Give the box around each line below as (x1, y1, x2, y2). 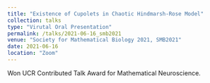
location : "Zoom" (7, 50, 59, 57)
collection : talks (7, 17, 62, 24)
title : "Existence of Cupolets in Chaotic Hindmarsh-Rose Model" (7, 10, 204, 18)
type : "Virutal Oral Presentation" (7, 23, 112, 30)
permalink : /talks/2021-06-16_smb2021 (7, 30, 122, 37)
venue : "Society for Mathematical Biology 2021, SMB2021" (7, 37, 182, 44)
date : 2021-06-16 (7, 43, 59, 50)
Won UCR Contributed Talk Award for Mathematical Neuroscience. (7, 68, 202, 77)
